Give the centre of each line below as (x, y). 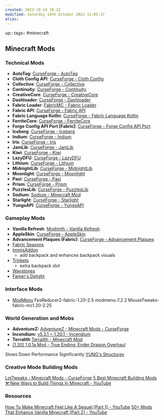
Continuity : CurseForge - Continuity (49, 89)
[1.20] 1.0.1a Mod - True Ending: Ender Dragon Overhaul (69, 345)
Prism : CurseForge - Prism (40, 184)
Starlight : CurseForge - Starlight (45, 200)
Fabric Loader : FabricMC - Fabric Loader (54, 105)
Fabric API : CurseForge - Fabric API (49, 111)
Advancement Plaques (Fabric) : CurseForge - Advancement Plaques (83, 240)
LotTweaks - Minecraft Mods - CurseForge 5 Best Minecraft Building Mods (81, 378)
